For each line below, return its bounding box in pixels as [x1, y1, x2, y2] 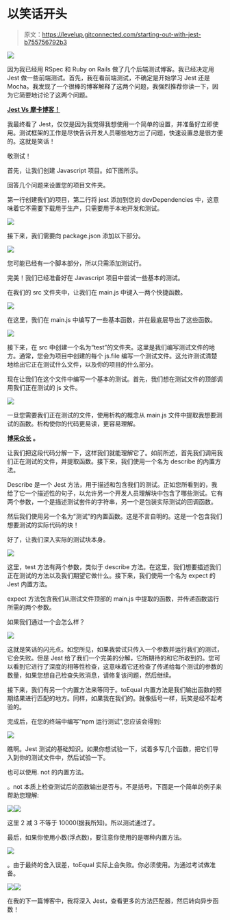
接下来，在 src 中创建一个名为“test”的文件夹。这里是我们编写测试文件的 [7, 343, 209, 351]
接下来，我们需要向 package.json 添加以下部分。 [7, 231, 145, 240]
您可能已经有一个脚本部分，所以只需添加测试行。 [7, 259, 145, 267]
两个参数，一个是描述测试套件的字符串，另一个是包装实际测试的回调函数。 [7, 497, 217, 505]
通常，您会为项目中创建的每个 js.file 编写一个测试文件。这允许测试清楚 [18, 352, 218, 360]
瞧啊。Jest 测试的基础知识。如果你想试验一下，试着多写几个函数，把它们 [7, 744, 214, 752]
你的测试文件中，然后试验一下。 [18, 753, 110, 761]
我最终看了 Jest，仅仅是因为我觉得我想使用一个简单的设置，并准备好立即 [7, 119, 214, 128]
